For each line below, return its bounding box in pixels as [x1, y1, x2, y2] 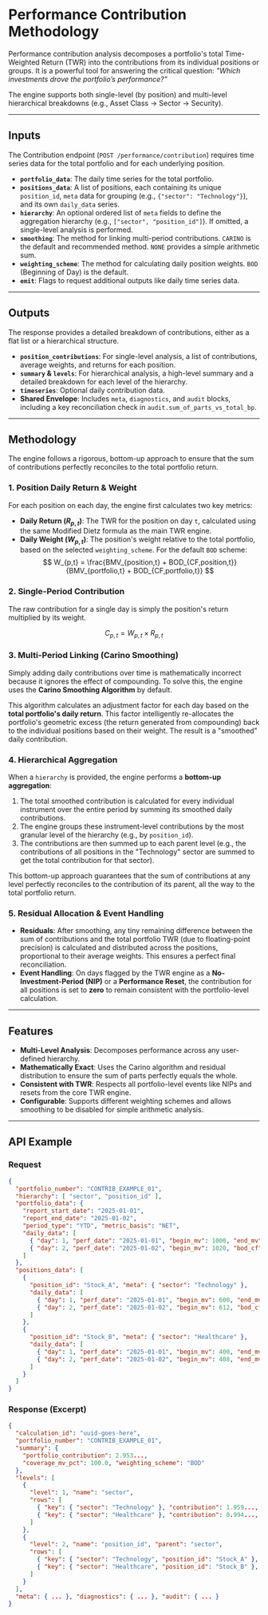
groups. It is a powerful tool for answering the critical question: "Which [8, 65, 241, 75]
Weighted [8, 57, 40, 67]
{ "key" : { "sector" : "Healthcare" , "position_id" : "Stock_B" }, [37, 1563, 259, 1571]
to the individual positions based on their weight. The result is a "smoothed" [8, 726, 258, 735]
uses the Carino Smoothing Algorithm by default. [8, 684, 173, 695]
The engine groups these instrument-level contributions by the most [19, 821, 245, 831]
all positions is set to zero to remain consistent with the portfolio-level [19, 985, 250, 995]
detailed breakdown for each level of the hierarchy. [19, 376, 187, 386]
